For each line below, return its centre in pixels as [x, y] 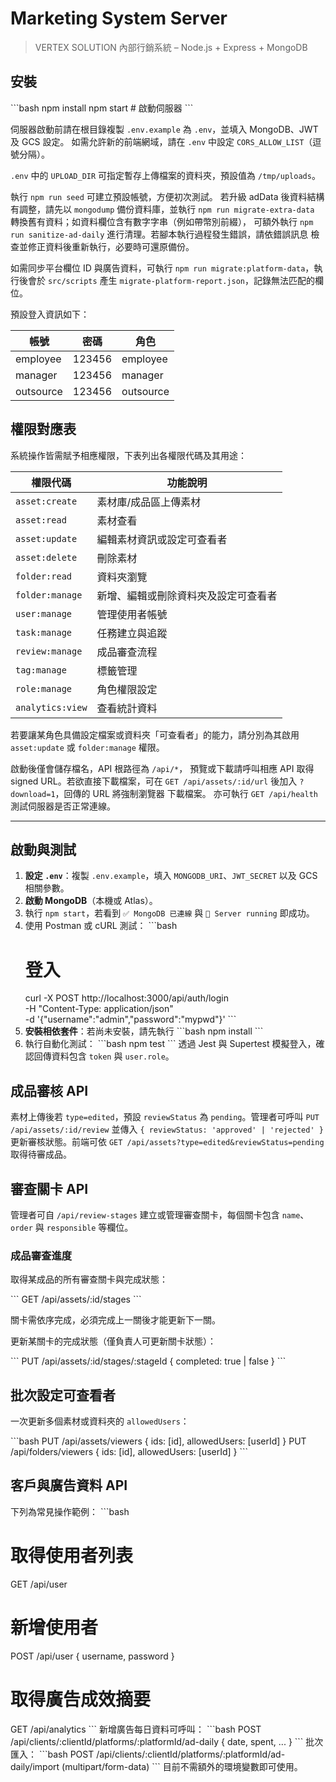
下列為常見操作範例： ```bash [70, 1511]
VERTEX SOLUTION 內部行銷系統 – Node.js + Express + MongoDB [171, 47]
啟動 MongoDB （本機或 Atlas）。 [91, 901]
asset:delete [46, 557]
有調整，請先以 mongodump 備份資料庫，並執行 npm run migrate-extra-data [162, 209]
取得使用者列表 [72, 1556]
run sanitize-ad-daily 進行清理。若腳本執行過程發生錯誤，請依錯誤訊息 [159, 234]
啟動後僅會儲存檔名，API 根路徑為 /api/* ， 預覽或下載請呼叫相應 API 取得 [162, 768]
